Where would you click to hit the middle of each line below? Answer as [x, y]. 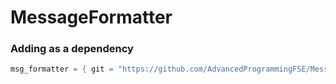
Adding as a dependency [72, 49]
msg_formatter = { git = [62, 69]
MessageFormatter [91, 17]
